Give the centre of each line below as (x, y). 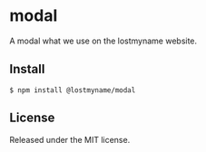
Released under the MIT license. (70, 139)
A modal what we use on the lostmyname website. (103, 41)
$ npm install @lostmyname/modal (73, 90)
